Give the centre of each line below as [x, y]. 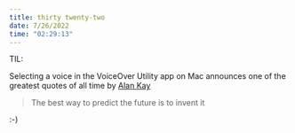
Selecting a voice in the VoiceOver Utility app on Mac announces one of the [147, 76]
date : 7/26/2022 [39, 26]
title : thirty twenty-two [57, 17]
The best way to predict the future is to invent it [118, 103]
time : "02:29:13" [41, 34]
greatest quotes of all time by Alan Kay [80, 86]
